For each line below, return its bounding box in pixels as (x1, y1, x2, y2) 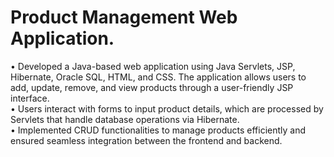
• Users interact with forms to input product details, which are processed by (10, 102, 324, 115)
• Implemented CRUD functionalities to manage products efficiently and (10, 124, 307, 136)
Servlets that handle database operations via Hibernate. (10, 113, 240, 125)
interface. (10, 92, 50, 104)
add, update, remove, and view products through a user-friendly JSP (10, 81, 294, 93)
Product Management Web (10, 6, 238, 29)
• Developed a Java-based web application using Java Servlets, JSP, (10, 60, 296, 72)
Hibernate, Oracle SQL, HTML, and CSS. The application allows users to (10, 71, 307, 83)
